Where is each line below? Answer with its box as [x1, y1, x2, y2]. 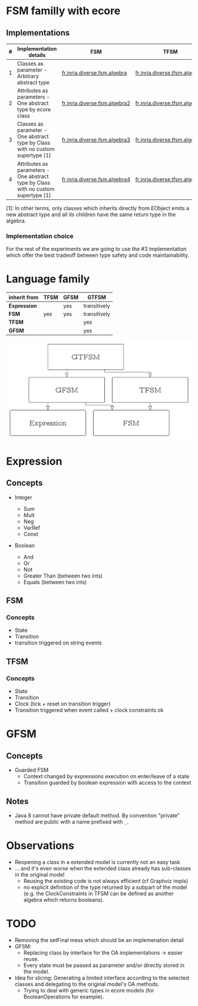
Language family [6, 272, 90, 286]
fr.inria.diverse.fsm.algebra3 [61, 136, 131, 143]
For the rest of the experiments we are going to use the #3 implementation [6, 246, 187, 253]
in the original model [14, 871, 65, 878]
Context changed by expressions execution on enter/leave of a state [23, 773, 190, 780]
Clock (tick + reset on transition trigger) [14, 700, 111, 708]
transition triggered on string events [14, 639, 102, 646]
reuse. [23, 955, 39, 962]
